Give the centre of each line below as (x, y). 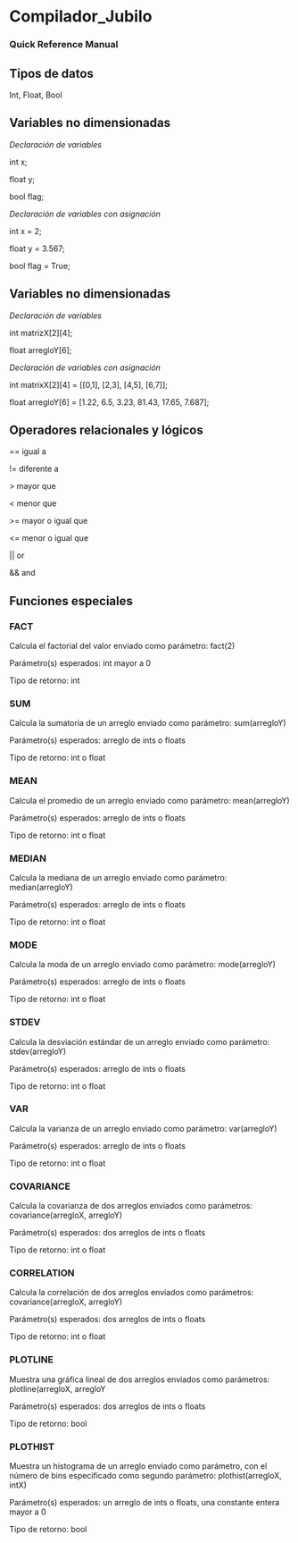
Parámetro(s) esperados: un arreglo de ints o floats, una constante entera (145, 1503)
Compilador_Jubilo (81, 17)
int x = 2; (25, 231)
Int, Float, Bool (36, 95)
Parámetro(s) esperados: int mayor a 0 (80, 663)
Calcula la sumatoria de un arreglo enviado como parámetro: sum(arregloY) (148, 723)
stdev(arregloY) (38, 1051)
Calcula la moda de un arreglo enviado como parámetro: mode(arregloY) (143, 965)
